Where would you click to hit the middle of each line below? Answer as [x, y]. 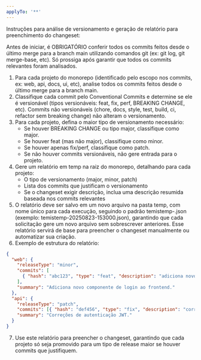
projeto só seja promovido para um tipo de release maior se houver [98, 344]
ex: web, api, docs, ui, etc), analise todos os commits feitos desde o [98, 84]
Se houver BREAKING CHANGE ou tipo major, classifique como [101, 128]
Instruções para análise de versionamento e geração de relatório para [92, 29]
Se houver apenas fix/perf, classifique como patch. [87, 147]
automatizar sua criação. [45, 237]
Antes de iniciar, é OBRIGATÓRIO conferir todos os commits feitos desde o [98, 47]
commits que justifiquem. [46, 350]
